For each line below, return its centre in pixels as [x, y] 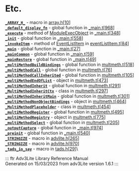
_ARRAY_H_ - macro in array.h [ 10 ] [38, 22]
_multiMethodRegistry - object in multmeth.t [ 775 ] [55, 117]
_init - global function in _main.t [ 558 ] [44, 38]
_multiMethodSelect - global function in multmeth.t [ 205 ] [62, 122]
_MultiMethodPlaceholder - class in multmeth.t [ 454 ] [58, 107]
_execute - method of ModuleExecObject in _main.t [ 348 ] [63, 33]
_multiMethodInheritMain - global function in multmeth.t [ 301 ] [68, 96]
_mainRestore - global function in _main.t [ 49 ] [51, 59]
